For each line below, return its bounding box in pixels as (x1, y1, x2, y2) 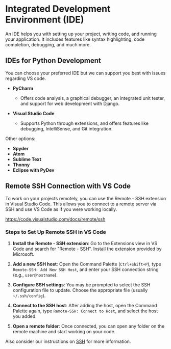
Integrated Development (5, 3, 111, 15)
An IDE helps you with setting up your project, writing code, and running (5, 31, 157, 37)
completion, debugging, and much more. (5, 41, 91, 47)
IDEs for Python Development (5, 57, 101, 65)
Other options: (5, 136, 36, 142)
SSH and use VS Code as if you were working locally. (5, 206, 117, 212)
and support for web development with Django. (20, 100, 120, 106)
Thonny (12, 162, 30, 168)
